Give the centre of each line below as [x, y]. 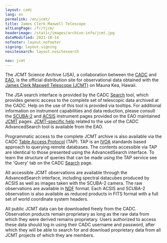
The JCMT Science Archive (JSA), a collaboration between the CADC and [81, 75]
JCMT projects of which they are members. [50, 236]
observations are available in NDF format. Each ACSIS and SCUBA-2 [75, 189]
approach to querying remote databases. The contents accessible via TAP [81, 147]
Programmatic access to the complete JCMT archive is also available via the [83, 136]
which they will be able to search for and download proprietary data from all [83, 230]
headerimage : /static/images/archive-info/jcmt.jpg [60, 33]
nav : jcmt [15, 60]
